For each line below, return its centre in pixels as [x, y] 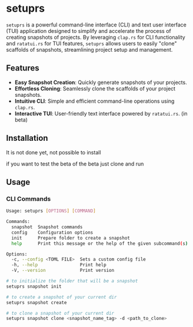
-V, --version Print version [63, 271]
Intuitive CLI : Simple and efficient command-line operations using [94, 101]
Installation [27, 138]
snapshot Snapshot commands [47, 227]
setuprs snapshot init [34, 286]
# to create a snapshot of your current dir [61, 297]
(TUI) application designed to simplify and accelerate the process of [89, 31]
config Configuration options [52, 232]
